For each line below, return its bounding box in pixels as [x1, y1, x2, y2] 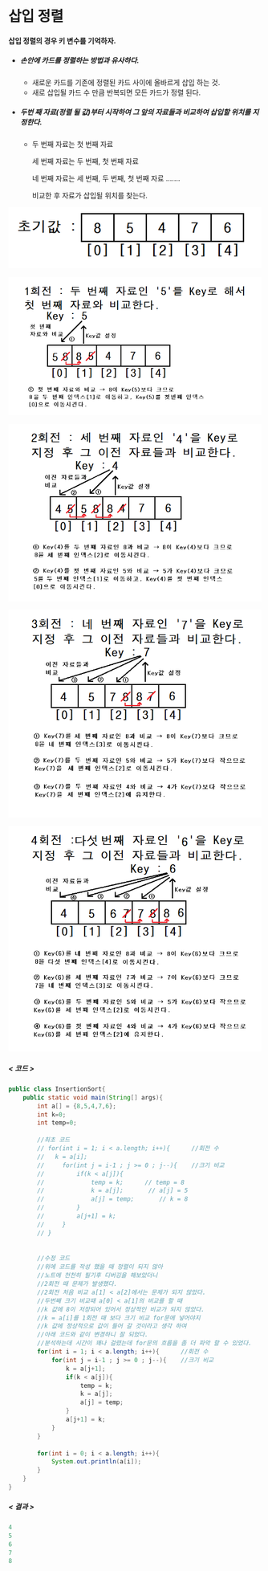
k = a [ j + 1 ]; [65, 1365, 106, 1373]
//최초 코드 [37, 1136, 71, 1145]
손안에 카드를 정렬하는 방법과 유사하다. [19, 55, 140, 65]
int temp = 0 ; [37, 1119, 78, 1127]
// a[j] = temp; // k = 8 [37, 1195, 189, 1203]
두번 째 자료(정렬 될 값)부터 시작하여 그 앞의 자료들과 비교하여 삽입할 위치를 [19, 108, 251, 117]
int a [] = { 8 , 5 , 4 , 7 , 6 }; [37, 1102, 116, 1110]
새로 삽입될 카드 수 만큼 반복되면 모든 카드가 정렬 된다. [31, 88, 201, 97]
